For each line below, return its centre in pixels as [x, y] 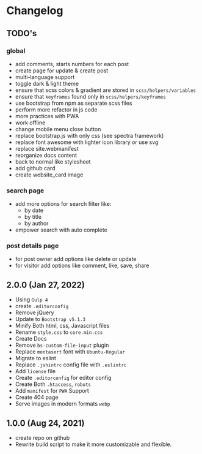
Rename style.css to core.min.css [59, 332]
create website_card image [49, 175]
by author [36, 224]
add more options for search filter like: [63, 204]
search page [25, 191]
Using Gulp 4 [31, 300]
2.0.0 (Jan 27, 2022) [46, 285]
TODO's [22, 33]
